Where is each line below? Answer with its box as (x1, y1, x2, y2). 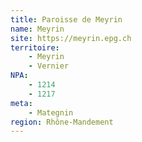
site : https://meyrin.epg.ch (10, 33, 132, 43)
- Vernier (28, 61, 70, 71)
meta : (10, 98, 33, 108)
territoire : (10, 42, 60, 53)
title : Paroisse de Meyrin (10, 14, 123, 25)
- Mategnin (28, 107, 74, 118)
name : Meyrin (10, 24, 65, 34)
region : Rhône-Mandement (10, 117, 114, 127)
